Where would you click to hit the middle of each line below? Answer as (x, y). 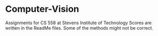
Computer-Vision (42, 9)
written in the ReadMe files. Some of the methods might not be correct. (79, 28)
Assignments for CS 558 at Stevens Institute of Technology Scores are (78, 23)
